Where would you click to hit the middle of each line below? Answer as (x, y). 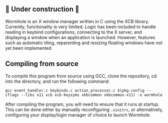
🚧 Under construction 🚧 (42, 9)
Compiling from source (42, 64)
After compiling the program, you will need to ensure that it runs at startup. (82, 104)
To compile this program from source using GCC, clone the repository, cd (81, 76)
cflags (12, 95)
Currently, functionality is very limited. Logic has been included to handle (81, 27)
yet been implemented (28, 48)
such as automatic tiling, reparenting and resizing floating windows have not (84, 43)
